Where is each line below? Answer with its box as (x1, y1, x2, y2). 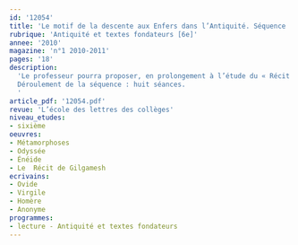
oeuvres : (9, 130, 42, 139)
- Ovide (9, 180, 38, 189)
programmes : (9, 213, 54, 223)
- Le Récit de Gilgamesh (9, 163, 106, 172)
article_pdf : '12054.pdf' (9, 96, 106, 106)
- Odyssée (9, 146, 47, 155)
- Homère (9, 197, 42, 206)
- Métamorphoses (9, 138, 70, 147)
